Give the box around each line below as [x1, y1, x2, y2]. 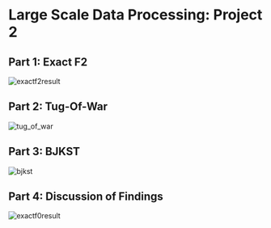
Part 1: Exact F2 [8, 55, 87, 69]
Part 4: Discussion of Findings [8, 190, 163, 204]
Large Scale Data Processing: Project [8, 6, 263, 24]
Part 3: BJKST [8, 145, 81, 158]
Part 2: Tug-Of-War [8, 99, 108, 114]
